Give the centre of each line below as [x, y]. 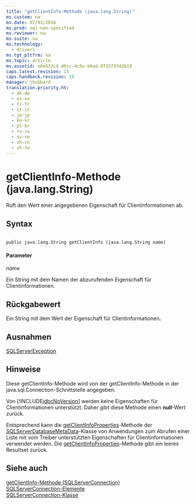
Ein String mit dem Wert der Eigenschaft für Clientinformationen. [84, 319]
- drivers [23, 50]
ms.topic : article [28, 60]
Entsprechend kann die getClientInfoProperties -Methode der [79, 425]
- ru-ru [21, 132]
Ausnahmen [29, 337]
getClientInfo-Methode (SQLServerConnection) [63, 482]
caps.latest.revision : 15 [37, 71]
